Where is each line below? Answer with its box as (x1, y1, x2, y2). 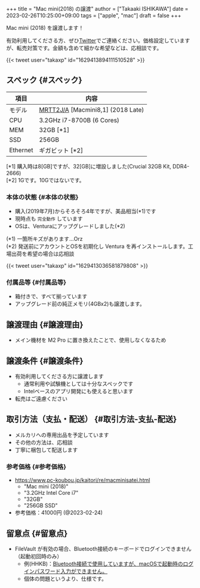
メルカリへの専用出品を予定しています (14, 431, 109, 438)
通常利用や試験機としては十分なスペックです (23, 380, 133, 387)
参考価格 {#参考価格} (6, 463, 67, 471)
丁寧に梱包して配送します (14, 446, 78, 453)
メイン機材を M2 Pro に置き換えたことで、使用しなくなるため (14, 336, 167, 344)
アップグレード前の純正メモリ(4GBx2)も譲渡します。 (14, 301, 145, 308)
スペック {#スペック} (6, 75, 82, 85)
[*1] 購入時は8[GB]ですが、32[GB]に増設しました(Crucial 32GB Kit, (6, 163, 171, 170)
